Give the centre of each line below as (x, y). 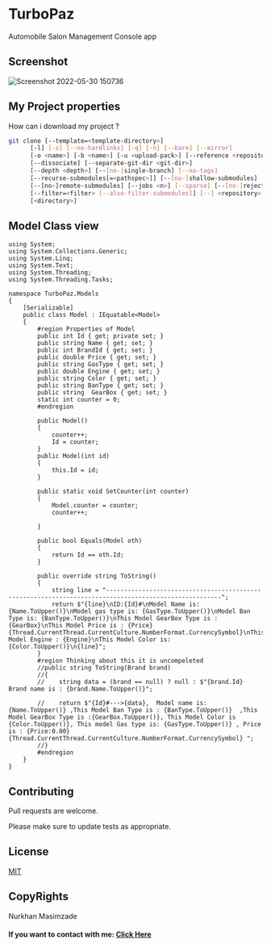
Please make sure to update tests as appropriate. (90, 827)
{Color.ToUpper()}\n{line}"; (57, 647)
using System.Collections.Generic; (68, 252)
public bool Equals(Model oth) (90, 541)
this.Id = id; (75, 470)
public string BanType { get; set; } (100, 386)
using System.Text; (41, 266)
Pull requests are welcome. (53, 811)
